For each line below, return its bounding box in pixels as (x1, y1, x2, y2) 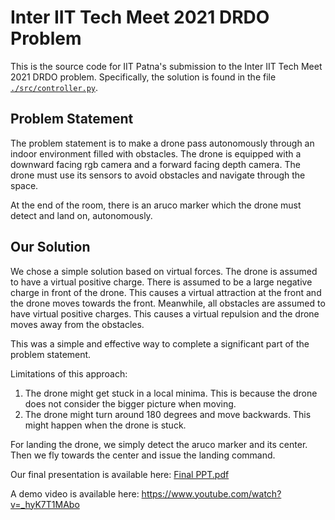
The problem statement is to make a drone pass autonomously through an (10, 137, 315, 149)
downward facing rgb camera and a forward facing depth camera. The (10, 158, 301, 170)
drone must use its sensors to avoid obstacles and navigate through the (10, 169, 306, 181)
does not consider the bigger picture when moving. (24, 397, 237, 410)
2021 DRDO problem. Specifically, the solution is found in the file (10, 71, 277, 83)
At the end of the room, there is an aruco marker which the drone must (10, 199, 302, 211)
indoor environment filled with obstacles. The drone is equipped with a (10, 147, 302, 160)
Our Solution (10, 239, 91, 256)
